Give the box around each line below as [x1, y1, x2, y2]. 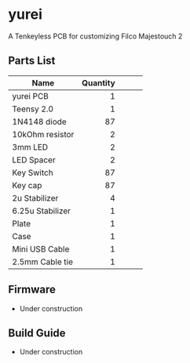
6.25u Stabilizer [12, 205, 71, 216]
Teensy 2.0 [12, 103, 53, 114]
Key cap [12, 180, 42, 191]
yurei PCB [12, 90, 49, 101]
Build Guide [8, 326, 66, 339]
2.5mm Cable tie [12, 256, 73, 267]
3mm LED [12, 141, 49, 152]
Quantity [82, 77, 115, 88]
